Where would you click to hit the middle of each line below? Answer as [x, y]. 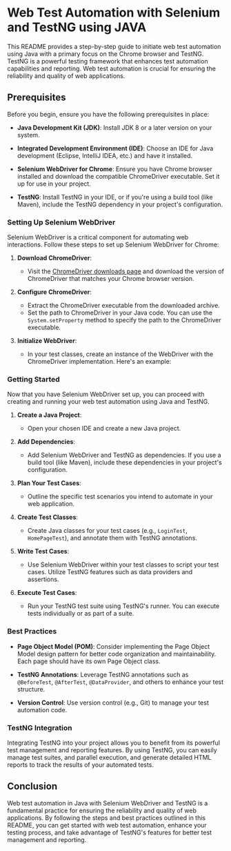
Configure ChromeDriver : [54, 292]
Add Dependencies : [46, 442]
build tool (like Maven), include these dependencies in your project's [124, 462]
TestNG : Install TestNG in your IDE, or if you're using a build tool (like [115, 197]
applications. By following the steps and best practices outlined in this [106, 818]
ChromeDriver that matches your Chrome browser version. [111, 279]
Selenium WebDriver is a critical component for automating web [98, 237]
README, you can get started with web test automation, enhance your [107, 825]
